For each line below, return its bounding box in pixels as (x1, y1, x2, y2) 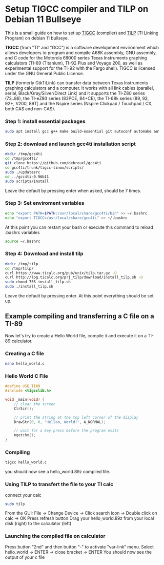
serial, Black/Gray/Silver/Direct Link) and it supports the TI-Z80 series (5, 90, 145, 96)
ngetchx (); (14, 433, 36, 438)
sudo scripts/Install (5, 179, 49, 184)
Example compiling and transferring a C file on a (5, 312, 155, 320)
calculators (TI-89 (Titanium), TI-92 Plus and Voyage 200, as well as (5, 60, 143, 66)
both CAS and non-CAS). (5, 106, 56, 112)
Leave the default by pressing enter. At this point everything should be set (5, 293, 154, 298)
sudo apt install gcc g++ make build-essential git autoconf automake (5, 129, 152, 134)
